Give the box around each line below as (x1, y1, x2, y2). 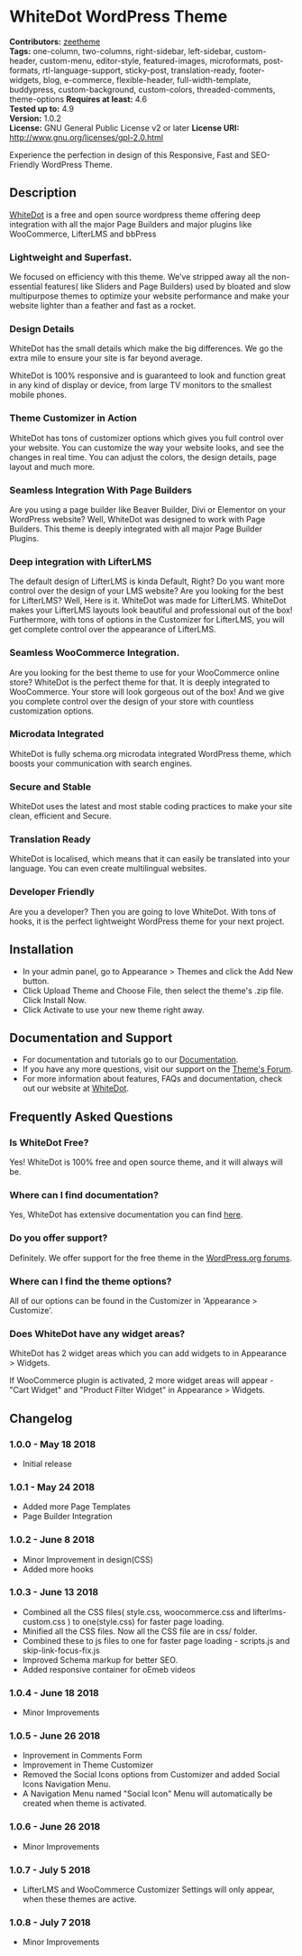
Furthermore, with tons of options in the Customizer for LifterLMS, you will (9, 614, 286, 625)
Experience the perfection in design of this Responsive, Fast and (9, 149, 250, 160)
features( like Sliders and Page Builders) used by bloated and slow (44, 281, 291, 292)
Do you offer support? (9, 1232, 108, 1244)
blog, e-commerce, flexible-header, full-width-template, (42, 74, 252, 85)
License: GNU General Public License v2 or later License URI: (9, 122, 240, 133)
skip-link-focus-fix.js (22, 1645, 101, 1656)
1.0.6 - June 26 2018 (9, 1821, 101, 1833)
